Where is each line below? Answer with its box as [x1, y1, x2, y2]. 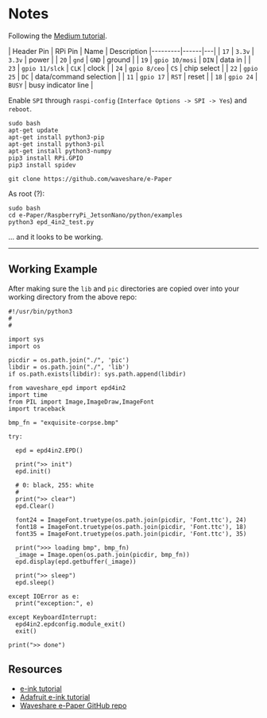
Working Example [8, 263, 98, 276]
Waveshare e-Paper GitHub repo [19, 701, 127, 710]
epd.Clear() [15, 502, 56, 510]
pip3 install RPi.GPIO [8, 154, 83, 162]
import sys [8, 335, 44, 343]
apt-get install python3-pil [8, 140, 105, 148]
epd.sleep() [15, 578, 56, 586]
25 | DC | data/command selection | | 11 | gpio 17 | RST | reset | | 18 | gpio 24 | [8, 71, 258, 81]
